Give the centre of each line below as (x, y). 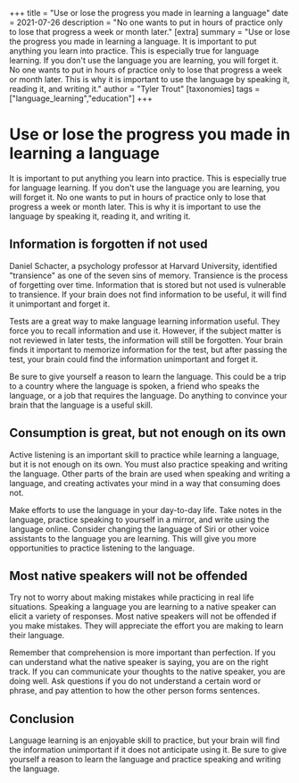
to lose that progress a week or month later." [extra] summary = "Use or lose (150, 32)
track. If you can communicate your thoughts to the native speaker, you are (147, 672)
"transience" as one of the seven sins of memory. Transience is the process (149, 275)
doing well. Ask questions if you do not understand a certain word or (135, 681)
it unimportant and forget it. (59, 304)
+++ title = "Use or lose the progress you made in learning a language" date (149, 13)
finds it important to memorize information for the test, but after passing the (148, 349)
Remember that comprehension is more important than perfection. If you (143, 652)
